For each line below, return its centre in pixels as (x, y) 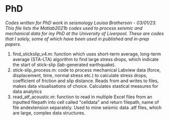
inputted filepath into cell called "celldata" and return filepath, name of (86, 102)
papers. (13, 44)
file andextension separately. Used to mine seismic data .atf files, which (87, 107)
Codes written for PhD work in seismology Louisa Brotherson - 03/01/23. (81, 23)
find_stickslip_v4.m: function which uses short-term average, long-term (87, 54)
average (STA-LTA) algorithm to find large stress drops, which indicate (86, 59)
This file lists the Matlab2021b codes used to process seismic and (74, 28)
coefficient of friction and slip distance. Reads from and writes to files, (86, 81)
